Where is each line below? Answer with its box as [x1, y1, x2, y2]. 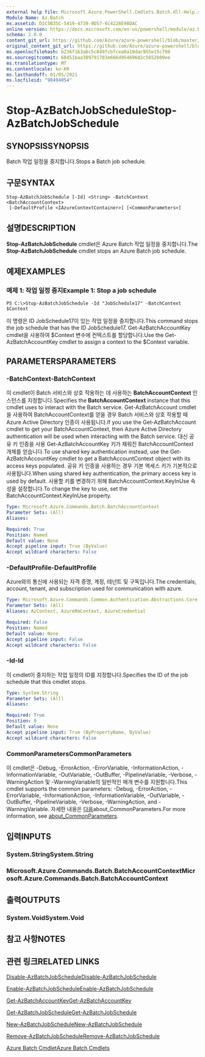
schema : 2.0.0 [6, 32, 43, 38]
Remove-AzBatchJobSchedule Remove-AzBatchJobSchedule [6, 1032, 160, 1040]
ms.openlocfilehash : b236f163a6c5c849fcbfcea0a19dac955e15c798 [6, 49, 171, 55]
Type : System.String [6, 689, 59, 696]
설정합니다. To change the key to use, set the [17, 485, 128, 492]
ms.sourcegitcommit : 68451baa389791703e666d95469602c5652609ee [6, 54, 171, 61]
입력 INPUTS [6, 831, 52, 842]
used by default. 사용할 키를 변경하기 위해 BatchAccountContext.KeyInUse [6, 478, 190, 485]
